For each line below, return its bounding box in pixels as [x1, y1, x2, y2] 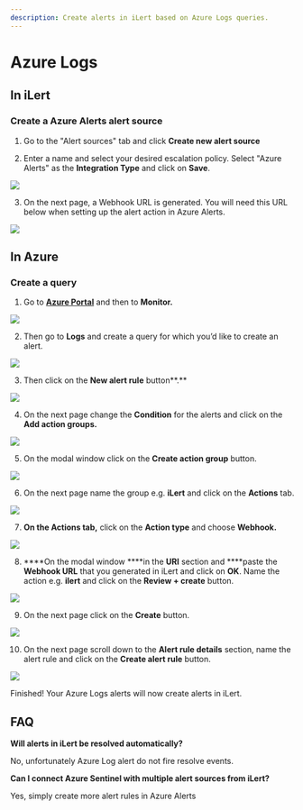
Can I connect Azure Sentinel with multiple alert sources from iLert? [10, 773, 270, 784]
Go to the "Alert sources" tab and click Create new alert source [23, 135, 261, 146]
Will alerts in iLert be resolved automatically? [10, 738, 183, 749]
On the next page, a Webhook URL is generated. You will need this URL [23, 196, 288, 207]
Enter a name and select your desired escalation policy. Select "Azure [23, 152, 282, 163]
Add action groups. [23, 419, 97, 430]
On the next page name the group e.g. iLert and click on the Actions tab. [23, 487, 295, 498]
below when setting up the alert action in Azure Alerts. [23, 206, 226, 217]
